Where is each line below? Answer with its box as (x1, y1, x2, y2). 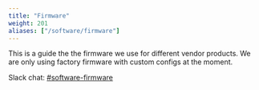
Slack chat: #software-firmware (8, 73, 114, 83)
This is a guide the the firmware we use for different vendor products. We (8, 49, 251, 59)
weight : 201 (8, 19, 48, 27)
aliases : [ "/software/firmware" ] (8, 27, 120, 35)
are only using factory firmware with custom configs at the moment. (8, 57, 233, 67)
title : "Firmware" (8, 11, 70, 20)
